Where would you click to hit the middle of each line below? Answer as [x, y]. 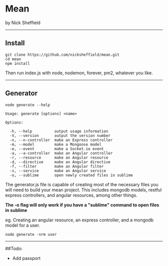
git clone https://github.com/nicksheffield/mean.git [62, 55]
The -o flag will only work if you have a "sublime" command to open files [82, 205]
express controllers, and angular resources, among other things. [71, 195]
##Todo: [14, 248]
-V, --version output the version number [60, 136]
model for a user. [23, 225]
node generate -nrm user [31, 234]
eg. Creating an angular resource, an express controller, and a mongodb [79, 220]
